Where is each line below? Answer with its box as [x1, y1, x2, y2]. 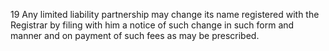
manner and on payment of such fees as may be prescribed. [10, 30, 260, 41]
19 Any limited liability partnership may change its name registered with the [10, 9, 320, 20]
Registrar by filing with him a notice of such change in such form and [10, 19, 295, 31]
